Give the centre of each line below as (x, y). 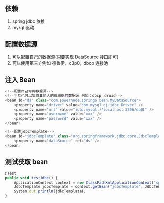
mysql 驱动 (23, 27)
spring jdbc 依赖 (28, 21)
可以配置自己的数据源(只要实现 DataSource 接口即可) (65, 57)
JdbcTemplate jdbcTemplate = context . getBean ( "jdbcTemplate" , (78, 187)
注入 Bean (20, 80)
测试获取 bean (27, 162)
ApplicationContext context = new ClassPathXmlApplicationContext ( (84, 182)
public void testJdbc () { (31, 178)
